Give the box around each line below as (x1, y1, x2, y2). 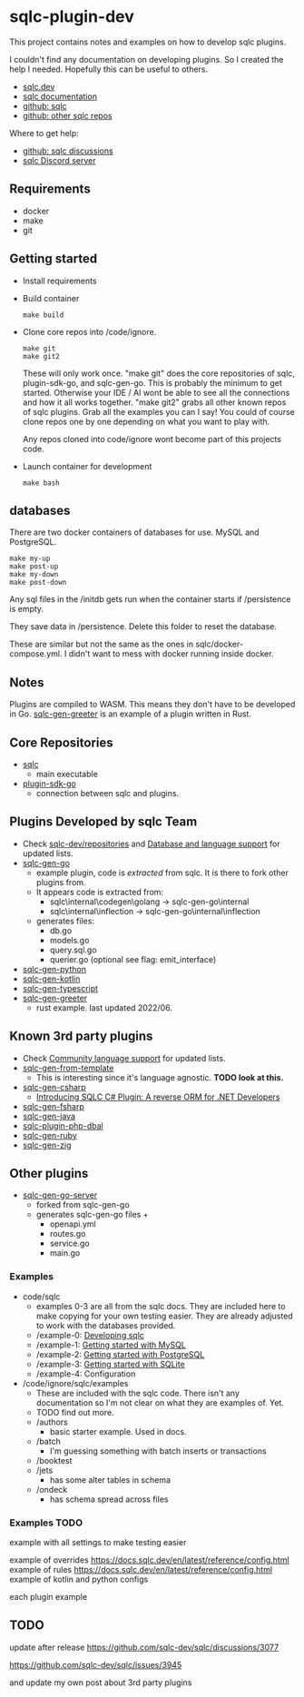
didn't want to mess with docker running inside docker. (68, 648, 274, 659)
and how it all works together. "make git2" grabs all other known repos (22, 397, 287, 408)
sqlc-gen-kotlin (22, 973, 81, 984)
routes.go (49, 1228, 86, 1239)
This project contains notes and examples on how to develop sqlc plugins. (9, 36, 287, 47)
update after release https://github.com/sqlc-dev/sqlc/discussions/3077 (9, 1642, 279, 1653)
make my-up (9, 554, 51, 564)
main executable (35, 769, 98, 779)
